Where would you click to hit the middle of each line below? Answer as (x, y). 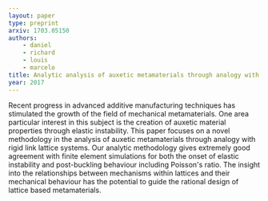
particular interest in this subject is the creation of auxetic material (117, 122)
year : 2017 (26, 82)
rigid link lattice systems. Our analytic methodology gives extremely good (129, 148)
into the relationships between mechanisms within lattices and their (119, 173)
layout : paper (32, 16)
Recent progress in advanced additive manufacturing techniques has (122, 105)
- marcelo (39, 68)
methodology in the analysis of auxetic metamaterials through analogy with (132, 139)
